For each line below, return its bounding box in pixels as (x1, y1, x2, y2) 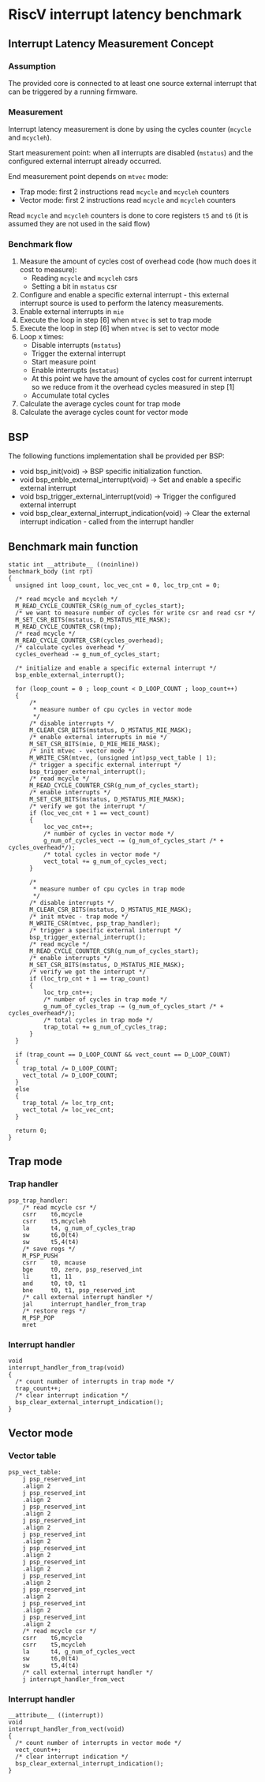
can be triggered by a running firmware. (8, 87, 138, 96)
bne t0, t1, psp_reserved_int (22, 1286, 136, 1294)
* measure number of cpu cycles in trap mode (32, 885, 185, 893)
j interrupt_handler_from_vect (22, 1675, 125, 1683)
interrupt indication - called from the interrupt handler (19, 517, 195, 526)
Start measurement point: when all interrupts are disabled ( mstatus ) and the (8, 148, 254, 158)
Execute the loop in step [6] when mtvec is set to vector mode (19, 323, 219, 333)
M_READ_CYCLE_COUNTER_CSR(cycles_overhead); (15, 637, 164, 644)
